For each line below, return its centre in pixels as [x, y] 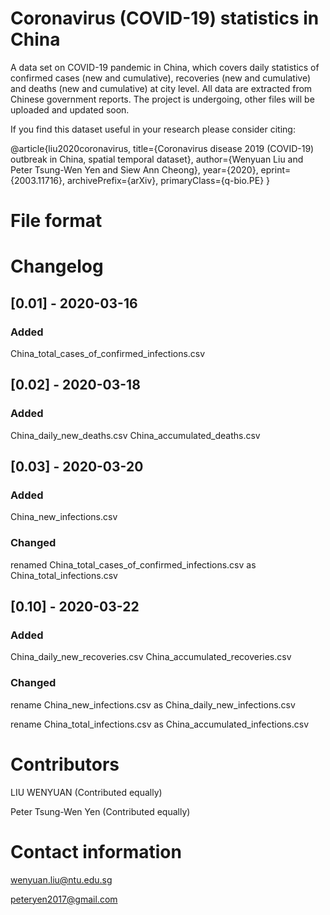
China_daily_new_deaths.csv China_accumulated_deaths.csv [135, 435]
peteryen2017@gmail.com [64, 899]
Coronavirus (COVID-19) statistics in [165, 18]
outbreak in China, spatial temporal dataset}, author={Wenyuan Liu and [157, 159]
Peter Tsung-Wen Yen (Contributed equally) [100, 811]
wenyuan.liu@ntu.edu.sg [61, 879]
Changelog [57, 266]
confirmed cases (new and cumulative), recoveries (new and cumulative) [161, 78]
